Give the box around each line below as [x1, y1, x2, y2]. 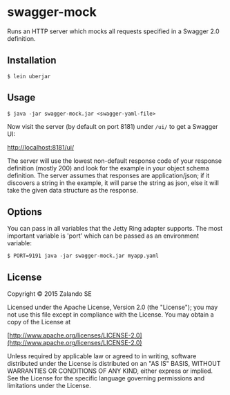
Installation [7, 55, 57, 67]
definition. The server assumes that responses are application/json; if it [7, 171, 210, 179]
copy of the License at [7, 318, 71, 326]
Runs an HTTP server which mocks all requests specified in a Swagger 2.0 [7, 27, 220, 35]
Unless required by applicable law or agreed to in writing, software [7, 352, 197, 360]
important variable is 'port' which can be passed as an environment [7, 231, 199, 240]
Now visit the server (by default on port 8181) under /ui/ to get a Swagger [7, 122, 218, 130]
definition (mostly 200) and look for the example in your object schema [7, 164, 209, 172]
